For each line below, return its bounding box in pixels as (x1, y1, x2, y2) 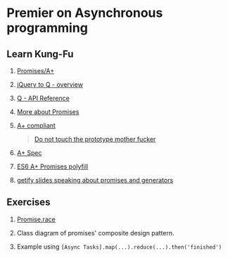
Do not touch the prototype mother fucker (34, 135, 156, 143)
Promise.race (16, 215, 56, 223)
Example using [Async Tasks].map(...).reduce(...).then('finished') (16, 242, 222, 251)
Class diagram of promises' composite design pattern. (16, 228, 175, 237)
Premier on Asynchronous (6, 5, 163, 21)
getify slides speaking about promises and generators (16, 176, 174, 184)
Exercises (6, 196, 51, 209)
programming (6, 20, 89, 36)
